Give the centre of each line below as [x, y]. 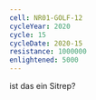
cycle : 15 [28, 35]
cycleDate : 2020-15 [46, 43]
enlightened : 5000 [44, 60]
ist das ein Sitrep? [43, 86]
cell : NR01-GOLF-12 [46, 18]
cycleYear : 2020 [40, 26]
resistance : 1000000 [48, 52]
